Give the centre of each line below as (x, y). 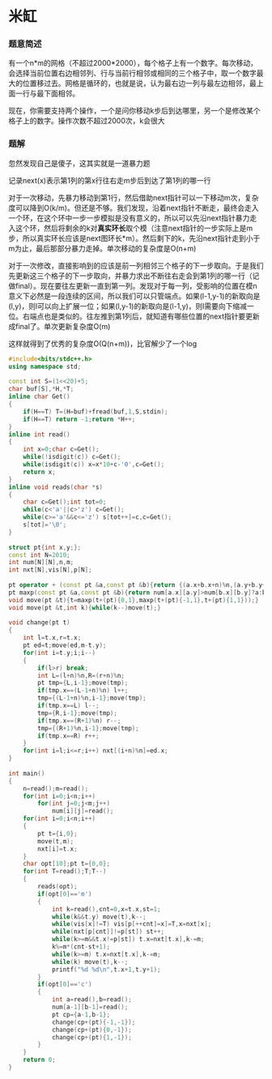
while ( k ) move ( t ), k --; (90, 961)
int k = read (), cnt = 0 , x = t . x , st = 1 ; (106, 909)
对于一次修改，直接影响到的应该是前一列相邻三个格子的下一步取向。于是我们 (136, 265)
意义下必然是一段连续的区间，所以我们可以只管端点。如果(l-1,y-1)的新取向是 (134, 296)
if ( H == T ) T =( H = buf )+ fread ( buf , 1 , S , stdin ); (96, 411)
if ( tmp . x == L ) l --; (68, 706)
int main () (27, 773)
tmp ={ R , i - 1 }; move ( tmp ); (77, 713)
